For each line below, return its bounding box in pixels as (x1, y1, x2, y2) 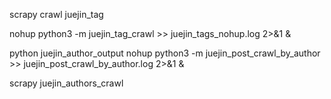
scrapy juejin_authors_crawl (9, 77, 124, 89)
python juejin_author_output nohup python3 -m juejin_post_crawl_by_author (9, 47, 321, 59)
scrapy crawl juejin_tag (9, 9, 104, 20)
